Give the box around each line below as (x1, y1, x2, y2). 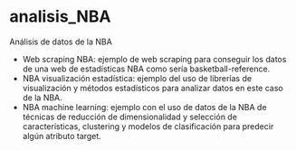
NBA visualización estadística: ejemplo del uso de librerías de (22, 72, 252, 83)
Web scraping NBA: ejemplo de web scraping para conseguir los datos (22, 53, 287, 64)
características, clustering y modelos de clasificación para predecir (22, 120, 274, 132)
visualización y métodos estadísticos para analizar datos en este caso (22, 82, 283, 93)
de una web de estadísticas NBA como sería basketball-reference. (22, 63, 271, 74)
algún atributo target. (22, 130, 101, 141)
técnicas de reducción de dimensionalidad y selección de (22, 111, 238, 122)
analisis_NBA (9, 6, 111, 27)
